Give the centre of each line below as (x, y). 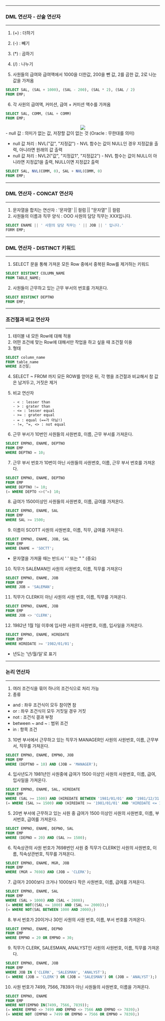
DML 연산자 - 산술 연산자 (33, 17)
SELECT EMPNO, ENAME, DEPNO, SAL (40, 828)
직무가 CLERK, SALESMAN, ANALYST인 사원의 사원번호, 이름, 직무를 (80, 948)
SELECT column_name (25, 357)
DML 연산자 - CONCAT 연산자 (39, 194)
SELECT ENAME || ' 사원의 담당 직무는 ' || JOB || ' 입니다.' (65, 225)
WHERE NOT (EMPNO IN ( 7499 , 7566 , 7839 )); (47, 1005)
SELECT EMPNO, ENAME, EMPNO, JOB (40, 755)
